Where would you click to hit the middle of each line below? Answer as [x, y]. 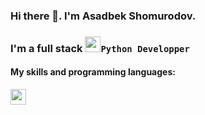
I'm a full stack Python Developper [100, 48]
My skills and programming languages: [93, 72]
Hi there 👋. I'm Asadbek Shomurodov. [103, 16]
